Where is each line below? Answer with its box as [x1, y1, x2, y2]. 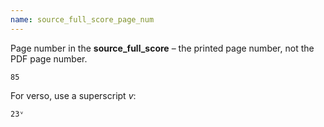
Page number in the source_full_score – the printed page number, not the [10, 42, 315, 54]
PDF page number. [10, 52, 88, 65]
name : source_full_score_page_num [10, 14, 155, 25]
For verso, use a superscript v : [10, 89, 137, 101]
